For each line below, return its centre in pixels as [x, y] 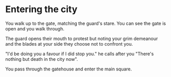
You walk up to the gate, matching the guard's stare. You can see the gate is [86, 23]
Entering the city [41, 9]
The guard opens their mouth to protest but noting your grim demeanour [82, 38]
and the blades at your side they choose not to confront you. [69, 44]
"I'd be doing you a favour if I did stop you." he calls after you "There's [80, 54]
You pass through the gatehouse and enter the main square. [69, 69]
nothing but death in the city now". [42, 59]
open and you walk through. [35, 28]
